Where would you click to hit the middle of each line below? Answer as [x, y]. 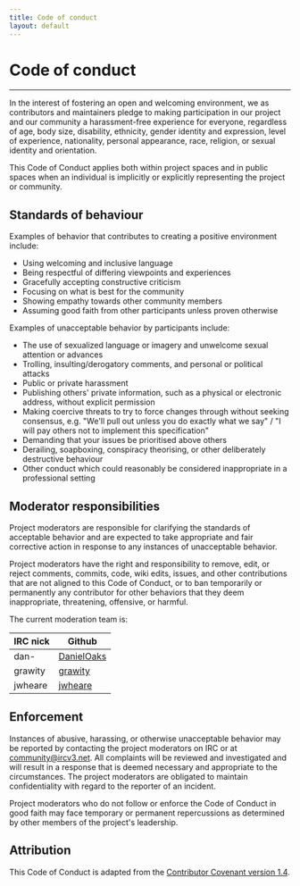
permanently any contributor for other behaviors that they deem [127, 593]
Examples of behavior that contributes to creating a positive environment [143, 237]
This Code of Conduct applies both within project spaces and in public [139, 168]
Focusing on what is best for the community [103, 292]
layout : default [39, 26]
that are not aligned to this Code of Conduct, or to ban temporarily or [136, 583]
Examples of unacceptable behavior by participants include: [120, 328]
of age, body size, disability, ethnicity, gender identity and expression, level [148, 131]
